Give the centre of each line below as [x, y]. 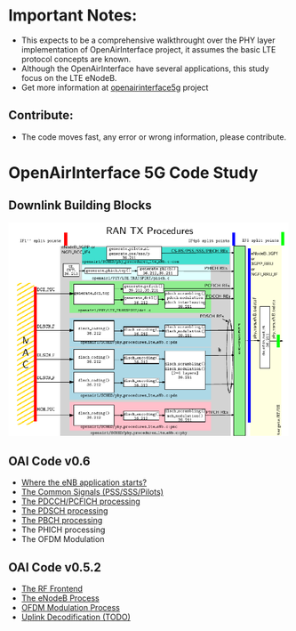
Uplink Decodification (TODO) [76, 617]
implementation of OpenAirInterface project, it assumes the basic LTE [148, 49]
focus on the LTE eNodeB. [69, 77]
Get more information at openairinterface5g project [115, 87]
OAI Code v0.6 [49, 461]
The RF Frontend [52, 589]
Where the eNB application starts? [84, 482]
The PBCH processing [62, 521]
